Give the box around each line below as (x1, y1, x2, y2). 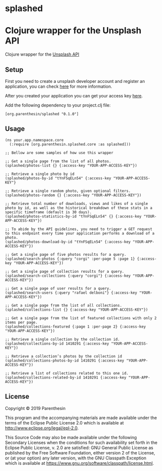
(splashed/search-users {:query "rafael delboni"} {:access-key (5, 290, 137, 295)
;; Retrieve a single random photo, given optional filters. (5, 188, 131, 193)
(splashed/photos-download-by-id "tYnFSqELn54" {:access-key (5, 239, 131, 244)
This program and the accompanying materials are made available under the (5, 415, 157, 421)
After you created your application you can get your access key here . (5, 93, 143, 98)
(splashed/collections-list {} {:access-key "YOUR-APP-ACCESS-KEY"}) (5, 307, 148, 312)
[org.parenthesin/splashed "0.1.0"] (5, 111, 79, 116)
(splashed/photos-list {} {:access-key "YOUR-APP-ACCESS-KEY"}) (5, 163, 137, 168)
